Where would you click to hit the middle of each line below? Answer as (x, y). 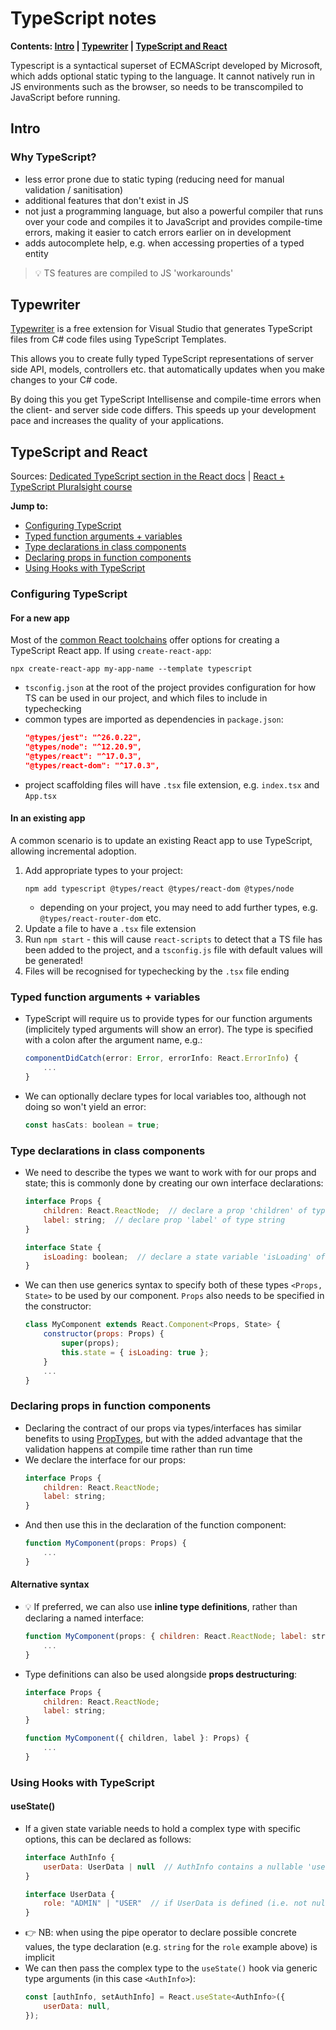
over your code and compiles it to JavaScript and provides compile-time (173, 221)
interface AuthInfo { (69, 1857)
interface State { (63, 1247)
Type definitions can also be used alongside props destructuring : (161, 1674)
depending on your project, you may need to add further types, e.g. (178, 908)
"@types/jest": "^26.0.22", (83, 738)
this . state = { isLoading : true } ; (135, 1352)
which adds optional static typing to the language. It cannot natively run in (162, 76)
